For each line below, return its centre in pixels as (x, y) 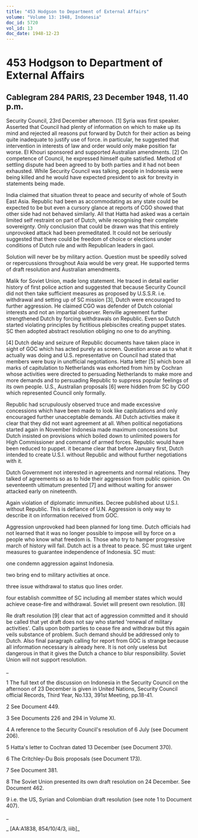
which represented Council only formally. (56, 393)
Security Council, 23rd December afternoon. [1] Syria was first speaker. (93, 121)
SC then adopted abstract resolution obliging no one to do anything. (89, 331)
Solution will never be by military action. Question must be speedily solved (97, 257)
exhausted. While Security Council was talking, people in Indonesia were (95, 171)
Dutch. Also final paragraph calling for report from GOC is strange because (98, 641)
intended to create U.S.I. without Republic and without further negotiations (97, 455)
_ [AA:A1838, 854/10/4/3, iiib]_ (43, 829)
